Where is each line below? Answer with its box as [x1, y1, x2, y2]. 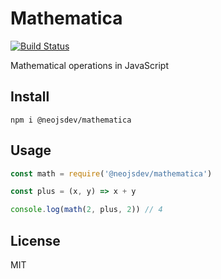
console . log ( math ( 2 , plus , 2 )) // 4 [10, 205, 163, 215]
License [10, 232, 61, 249]
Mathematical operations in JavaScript [10, 59, 170, 71]
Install [10, 88, 50, 106]
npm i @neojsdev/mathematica [10, 115, 132, 125]
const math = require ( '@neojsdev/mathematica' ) [10, 168, 213, 179]
